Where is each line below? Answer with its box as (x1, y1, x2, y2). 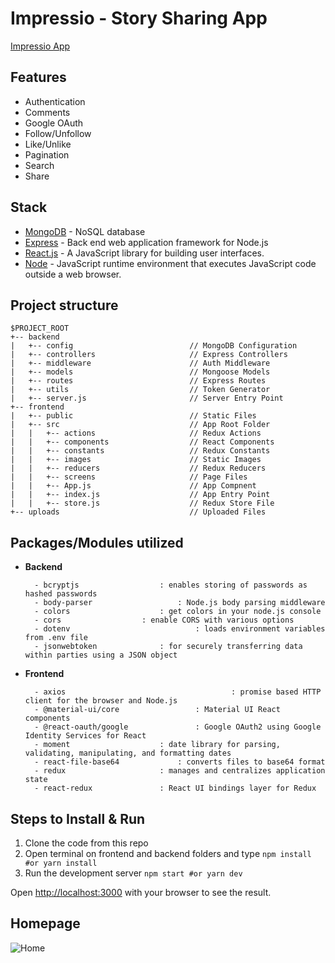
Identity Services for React (24, 731, 147, 741)
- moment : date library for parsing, (34, 740, 281, 750)
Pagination (24, 148, 70, 161)
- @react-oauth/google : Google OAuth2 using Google (34, 722, 322, 732)
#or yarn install (24, 858, 98, 868)
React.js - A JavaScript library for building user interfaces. (24, 247, 265, 259)
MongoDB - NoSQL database (24, 225, 146, 237)
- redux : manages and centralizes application (34, 766, 326, 776)
